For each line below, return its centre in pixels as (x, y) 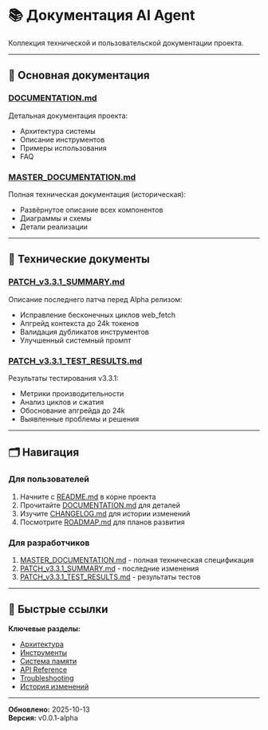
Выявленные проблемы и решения (79, 418)
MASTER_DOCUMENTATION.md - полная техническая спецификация (136, 559)
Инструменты (43, 652)
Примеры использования (63, 147)
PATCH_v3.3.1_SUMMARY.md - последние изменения (109, 568)
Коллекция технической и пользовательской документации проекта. (126, 43)
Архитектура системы (57, 131)
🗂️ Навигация (44, 452)
